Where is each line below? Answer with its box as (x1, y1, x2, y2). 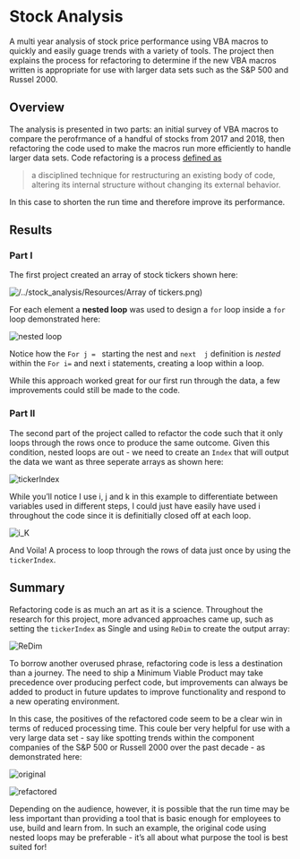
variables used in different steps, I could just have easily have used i (9, 500, 261, 511)
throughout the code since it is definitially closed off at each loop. (9, 510, 252, 520)
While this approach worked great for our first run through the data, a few (9, 375, 280, 386)
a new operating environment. (9, 696, 120, 707)
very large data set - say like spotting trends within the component (9, 732, 255, 743)
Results (9, 222, 53, 238)
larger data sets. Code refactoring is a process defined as (9, 152, 222, 163)
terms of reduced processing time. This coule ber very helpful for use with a (9, 723, 291, 734)
